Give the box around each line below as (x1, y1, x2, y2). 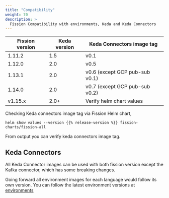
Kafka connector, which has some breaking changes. (5, 167, 116, 173)
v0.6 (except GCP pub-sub (85, 69, 150, 76)
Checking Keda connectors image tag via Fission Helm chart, (5, 110, 132, 116)
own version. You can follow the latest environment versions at (5, 182, 135, 188)
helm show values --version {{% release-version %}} (5, 120, 118, 125)
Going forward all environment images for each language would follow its (5, 177, 157, 183)
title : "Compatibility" (5, 7, 55, 13)
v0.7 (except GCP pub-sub (85, 83, 150, 90)
